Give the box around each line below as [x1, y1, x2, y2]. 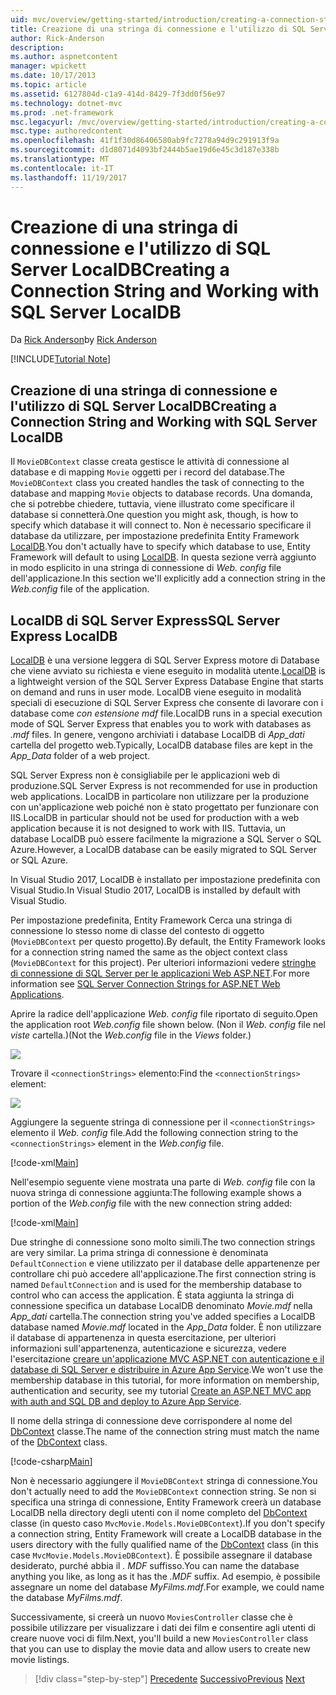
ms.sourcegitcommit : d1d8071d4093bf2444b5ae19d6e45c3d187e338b [10, 145, 280, 155]
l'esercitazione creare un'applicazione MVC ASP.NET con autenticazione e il [10, 1353, 325, 1365]
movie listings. [10, 1654, 70, 1666]
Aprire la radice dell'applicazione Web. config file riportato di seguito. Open [10, 1008, 318, 1020]
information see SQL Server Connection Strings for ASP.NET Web [10, 978, 281, 990]
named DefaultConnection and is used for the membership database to [10, 1279, 302, 1291]
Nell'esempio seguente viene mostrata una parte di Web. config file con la [10, 1176, 316, 1188]
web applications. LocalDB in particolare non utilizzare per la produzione [10, 791, 310, 803]
